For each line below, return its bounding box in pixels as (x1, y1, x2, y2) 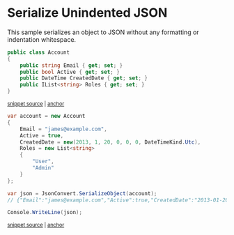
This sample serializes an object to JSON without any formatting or (7, 28, 200, 36)
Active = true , (19, 132, 64, 139)
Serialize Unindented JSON (7, 5, 168, 21)
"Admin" (32, 165, 54, 172)
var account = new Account (7, 113, 86, 120)
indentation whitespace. (7, 35, 77, 43)
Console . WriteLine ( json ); (7, 209, 82, 216)
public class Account (7, 49, 70, 56)
